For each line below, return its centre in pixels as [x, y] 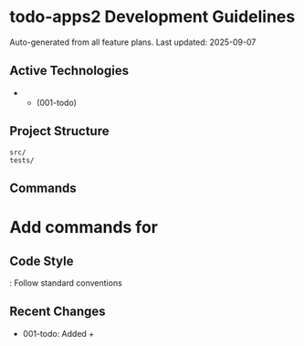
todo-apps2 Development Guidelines [152, 17]
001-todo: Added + [58, 333]
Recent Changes [58, 312]
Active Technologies [69, 71]
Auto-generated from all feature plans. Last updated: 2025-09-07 [133, 42]
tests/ [22, 160]
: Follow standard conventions [66, 283]
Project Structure [59, 131]
